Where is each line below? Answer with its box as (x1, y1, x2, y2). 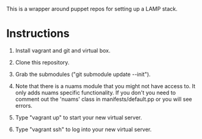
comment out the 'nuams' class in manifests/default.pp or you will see (15, 95, 192, 103)
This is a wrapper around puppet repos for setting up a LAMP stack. (6, 6, 178, 12)
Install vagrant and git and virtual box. (15, 47, 111, 54)
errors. (15, 102, 32, 109)
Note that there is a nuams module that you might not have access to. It (15, 82, 196, 89)
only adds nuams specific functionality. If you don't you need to (15, 89, 176, 96)
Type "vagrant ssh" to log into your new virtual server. (15, 126, 152, 133)
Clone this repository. (15, 58, 70, 66)
